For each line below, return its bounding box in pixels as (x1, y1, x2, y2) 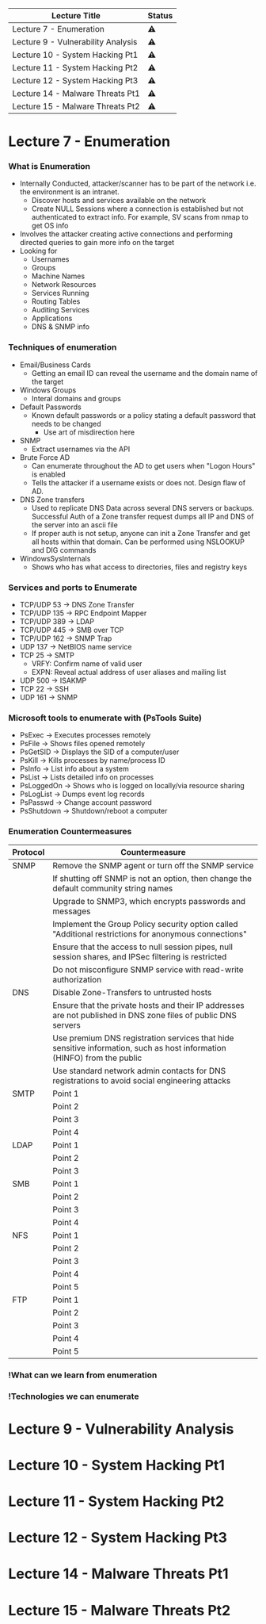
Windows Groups (19, 385, 77, 395)
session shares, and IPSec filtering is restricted (52, 951, 227, 962)
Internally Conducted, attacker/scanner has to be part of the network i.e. (19, 178, 256, 189)
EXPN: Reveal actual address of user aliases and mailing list (31, 668, 227, 677)
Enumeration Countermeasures (8, 826, 132, 837)
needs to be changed (31, 419, 101, 428)
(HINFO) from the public (52, 1052, 142, 1063)
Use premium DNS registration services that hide (52, 1032, 234, 1044)
